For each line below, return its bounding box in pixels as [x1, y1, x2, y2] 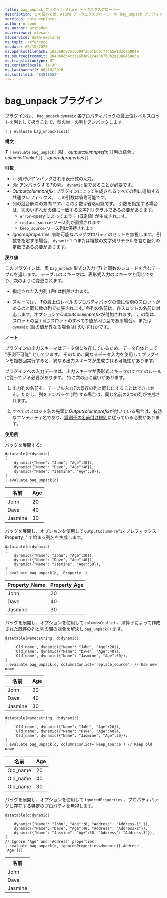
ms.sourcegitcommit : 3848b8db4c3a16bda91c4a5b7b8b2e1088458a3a [5, 53, 139, 59]
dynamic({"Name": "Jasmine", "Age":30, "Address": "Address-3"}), [14, 830, 155, 835]
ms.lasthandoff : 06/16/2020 [5, 68, 64, 73]
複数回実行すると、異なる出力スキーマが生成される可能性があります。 [13, 357, 158, 363]
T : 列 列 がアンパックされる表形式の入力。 [12, 175, 96, 181]
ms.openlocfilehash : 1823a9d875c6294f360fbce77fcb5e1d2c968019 [5, 49, 139, 54]
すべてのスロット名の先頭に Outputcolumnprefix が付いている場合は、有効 [12, 408, 162, 414]
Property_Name [7, 581, 46, 588]
